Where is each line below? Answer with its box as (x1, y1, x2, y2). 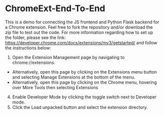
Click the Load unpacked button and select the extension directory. (12, 104, 148, 110)
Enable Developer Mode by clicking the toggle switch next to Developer (12, 94, 157, 100)
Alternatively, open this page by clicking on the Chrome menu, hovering (12, 79, 157, 85)
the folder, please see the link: (5, 35, 66, 40)
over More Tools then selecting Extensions (12, 84, 98, 90)
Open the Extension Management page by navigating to (12, 54, 125, 60)
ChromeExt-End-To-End (5, 3, 105, 14)
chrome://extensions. (12, 59, 55, 65)
